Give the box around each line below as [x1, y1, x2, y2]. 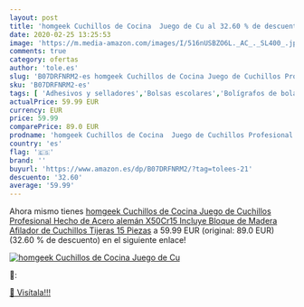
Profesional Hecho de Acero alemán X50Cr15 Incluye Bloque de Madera [9, 216, 278, 227]
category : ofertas [9, 55, 79, 64]
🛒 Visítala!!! [9, 287, 52, 298]
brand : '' [9, 155, 47, 165]
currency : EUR [9, 106, 63, 115]
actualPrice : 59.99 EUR [9, 97, 100, 107]
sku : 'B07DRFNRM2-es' [9, 80, 91, 89]
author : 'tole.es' [9, 64, 79, 73]
